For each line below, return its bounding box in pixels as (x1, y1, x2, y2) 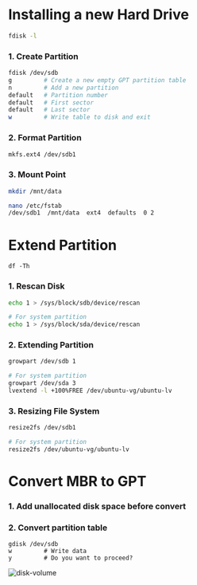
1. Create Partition (8, 50, 79, 61)
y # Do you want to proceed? (8, 554, 133, 563)
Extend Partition (8, 236, 118, 254)
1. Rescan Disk (8, 281, 65, 292)
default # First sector (8, 98, 94, 107)
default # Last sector (8, 106, 91, 114)
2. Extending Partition (8, 340, 94, 351)
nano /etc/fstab (8, 202, 62, 210)
